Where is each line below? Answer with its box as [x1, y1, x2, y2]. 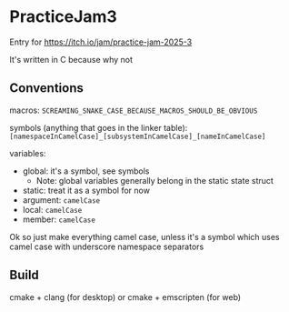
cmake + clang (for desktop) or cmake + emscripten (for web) [9, 291, 242, 302]
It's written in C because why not [9, 54, 134, 65]
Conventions [9, 80, 85, 96]
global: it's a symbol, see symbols [22, 166, 150, 176]
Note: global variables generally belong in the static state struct [35, 175, 274, 186]
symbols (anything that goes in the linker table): [9, 122, 188, 133]
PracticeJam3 [9, 6, 118, 27]
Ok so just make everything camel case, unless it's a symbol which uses [9, 231, 280, 242]
